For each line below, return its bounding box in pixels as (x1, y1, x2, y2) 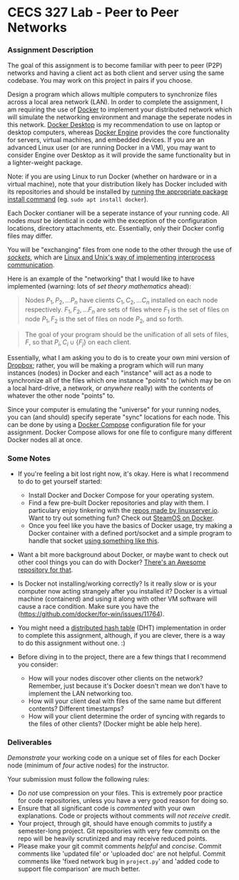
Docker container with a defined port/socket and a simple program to (28, 529, 232, 537)
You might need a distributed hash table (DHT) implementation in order (17, 623, 227, 632)
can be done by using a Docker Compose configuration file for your (7, 420, 206, 429)
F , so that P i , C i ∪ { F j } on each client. (24, 337, 132, 348)
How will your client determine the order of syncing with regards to (28, 711, 225, 720)
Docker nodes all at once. (7, 435, 83, 444)
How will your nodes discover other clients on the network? (28, 674, 203, 682)
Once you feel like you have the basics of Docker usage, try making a (28, 521, 233, 529)
